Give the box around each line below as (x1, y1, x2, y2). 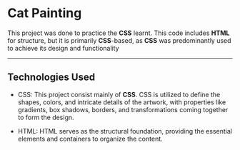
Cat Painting (7, 5, 82, 21)
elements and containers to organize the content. (17, 134, 163, 143)
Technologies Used (7, 71, 95, 84)
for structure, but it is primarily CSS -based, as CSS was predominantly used (7, 36, 231, 44)
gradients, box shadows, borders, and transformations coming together (17, 105, 229, 114)
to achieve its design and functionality (7, 44, 119, 52)
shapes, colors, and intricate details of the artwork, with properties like (17, 98, 226, 106)
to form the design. (17, 113, 74, 121)
